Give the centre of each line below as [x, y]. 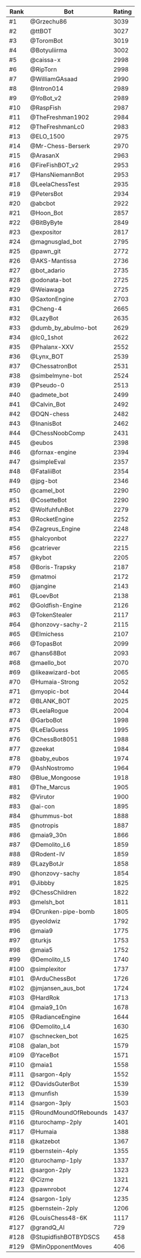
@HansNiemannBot [57, 175]
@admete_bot [49, 395]
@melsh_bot [47, 902]
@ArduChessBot [53, 979]
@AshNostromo [52, 768]
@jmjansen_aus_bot [58, 988]
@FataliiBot [46, 471]
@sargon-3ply [51, 1103]
